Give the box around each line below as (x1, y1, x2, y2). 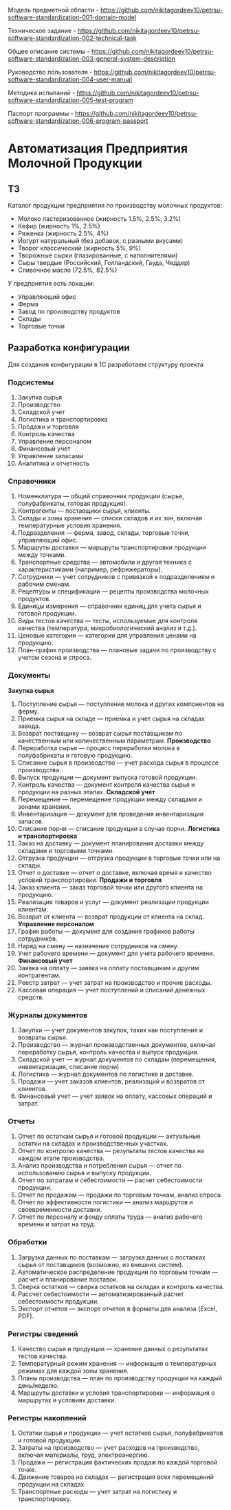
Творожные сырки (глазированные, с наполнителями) (17, 251, 178, 259)
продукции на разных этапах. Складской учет (17, 787, 155, 796)
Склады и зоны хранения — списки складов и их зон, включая (17, 514, 203, 522)
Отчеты (8, 1116, 35, 1126)
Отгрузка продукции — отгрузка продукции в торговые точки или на (17, 854, 221, 862)
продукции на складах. (17, 1480, 87, 1489)
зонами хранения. (17, 802, 71, 810)
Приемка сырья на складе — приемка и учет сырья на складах (17, 714, 205, 723)
